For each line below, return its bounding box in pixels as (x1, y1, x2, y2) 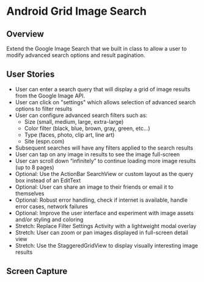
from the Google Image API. (15, 92, 86, 99)
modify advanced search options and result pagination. (6, 51, 145, 59)
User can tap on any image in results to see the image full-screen (15, 150, 180, 158)
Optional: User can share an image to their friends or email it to (15, 183, 174, 191)
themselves (15, 189, 45, 197)
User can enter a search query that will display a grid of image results (15, 85, 191, 93)
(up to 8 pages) (15, 164, 54, 171)
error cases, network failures (15, 202, 89, 210)
